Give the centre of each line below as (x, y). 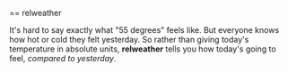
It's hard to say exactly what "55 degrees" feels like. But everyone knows (144, 30)
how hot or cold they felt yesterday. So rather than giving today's (129, 40)
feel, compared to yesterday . (63, 58)
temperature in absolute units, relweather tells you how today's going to (143, 49)
